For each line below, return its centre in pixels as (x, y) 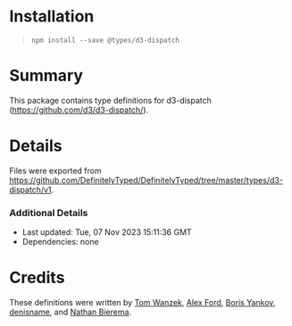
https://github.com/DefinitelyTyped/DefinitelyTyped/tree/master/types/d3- (146, 180)
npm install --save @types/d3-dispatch (105, 40)
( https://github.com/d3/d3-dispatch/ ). (79, 110)
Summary (46, 75)
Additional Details (49, 213)
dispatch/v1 (30, 189)
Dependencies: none (61, 242)
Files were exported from (55, 171)
